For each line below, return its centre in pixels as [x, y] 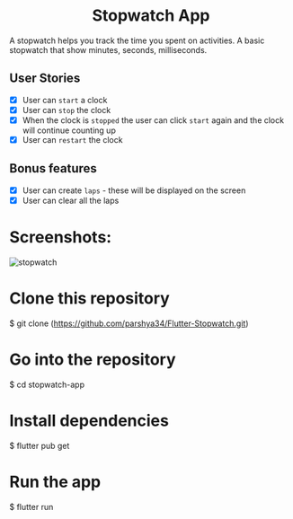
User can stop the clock [67, 110]
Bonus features [53, 168]
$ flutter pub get [40, 445]
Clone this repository [90, 299]
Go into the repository [93, 359]
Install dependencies [89, 421]
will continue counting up [69, 130]
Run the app [55, 482]
